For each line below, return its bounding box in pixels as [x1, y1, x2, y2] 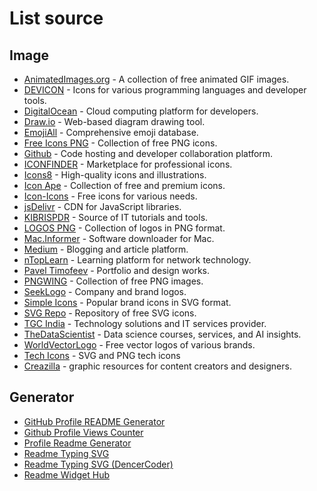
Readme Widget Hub [23, 468, 110, 481]
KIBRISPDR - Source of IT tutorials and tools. [23, 212, 209, 223]
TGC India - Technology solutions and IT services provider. [23, 318, 267, 329]
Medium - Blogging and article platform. [23, 243, 189, 255]
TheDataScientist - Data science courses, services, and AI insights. [23, 328, 302, 340]
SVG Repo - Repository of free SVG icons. [23, 307, 197, 319]
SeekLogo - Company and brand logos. [23, 286, 187, 297]
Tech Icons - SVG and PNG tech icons [23, 350, 181, 361]
